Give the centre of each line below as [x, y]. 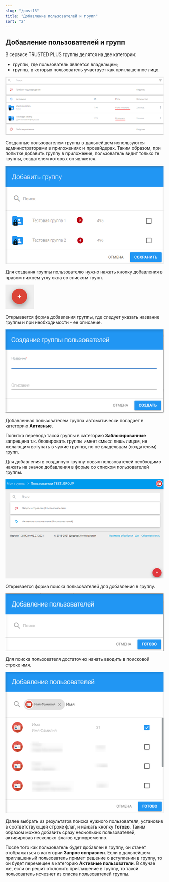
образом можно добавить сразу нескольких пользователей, [70, 832]
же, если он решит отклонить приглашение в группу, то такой [72, 869]
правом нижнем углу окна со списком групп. [54, 277]
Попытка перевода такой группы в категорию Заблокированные [76, 435]
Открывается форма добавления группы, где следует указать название [82, 317]
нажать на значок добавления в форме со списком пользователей [77, 467]
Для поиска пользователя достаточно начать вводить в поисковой [77, 659]
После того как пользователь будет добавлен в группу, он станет [76, 847]
